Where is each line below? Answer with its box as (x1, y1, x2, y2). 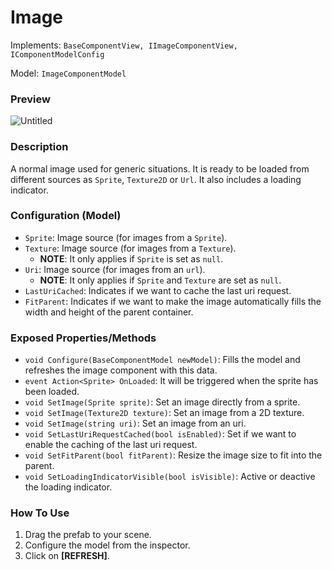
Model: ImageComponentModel (10, 67, 127, 79)
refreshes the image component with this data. (24, 364, 218, 376)
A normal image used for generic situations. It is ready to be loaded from (10, 162, 310, 175)
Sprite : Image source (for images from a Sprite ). (24, 231, 228, 243)
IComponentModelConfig (10, 49, 105, 60)
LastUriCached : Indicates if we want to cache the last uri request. (24, 284, 292, 296)
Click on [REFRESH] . (24, 550, 110, 562)
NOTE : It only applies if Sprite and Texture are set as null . (39, 274, 282, 286)
